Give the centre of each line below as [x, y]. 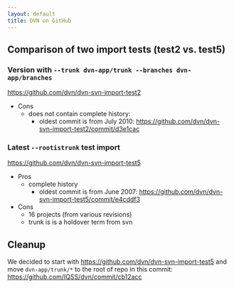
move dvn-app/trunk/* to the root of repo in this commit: [90, 269]
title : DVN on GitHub [39, 21]
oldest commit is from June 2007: [88, 192]
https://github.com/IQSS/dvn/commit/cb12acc [75, 277]
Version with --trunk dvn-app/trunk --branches [90, 70]
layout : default [31, 14]
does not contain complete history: [79, 114]
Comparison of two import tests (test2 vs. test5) [117, 50]
